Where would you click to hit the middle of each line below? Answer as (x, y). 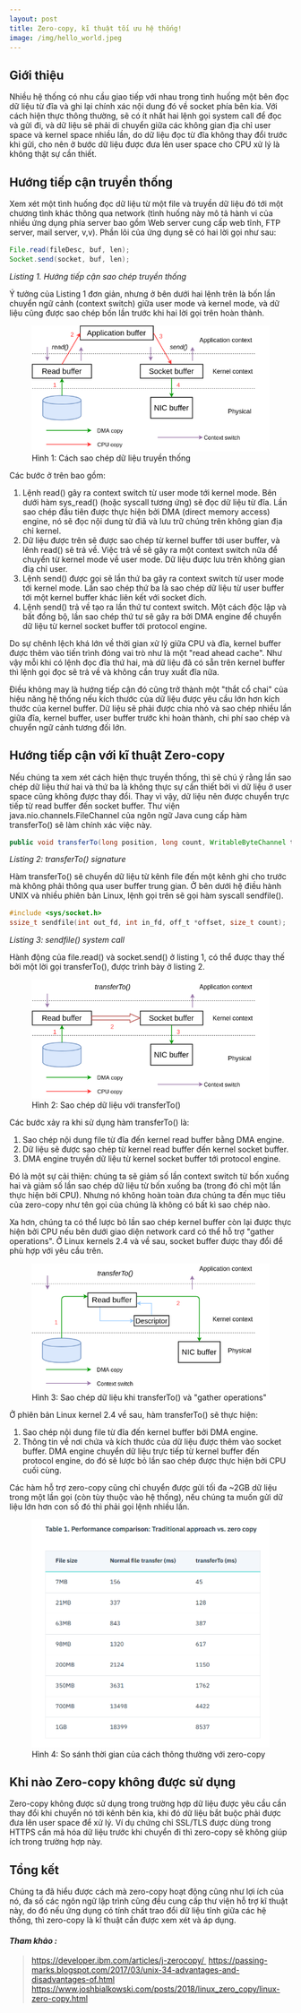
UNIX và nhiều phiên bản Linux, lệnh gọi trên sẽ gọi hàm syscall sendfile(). (146, 895)
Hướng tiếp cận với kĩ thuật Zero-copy (117, 756)
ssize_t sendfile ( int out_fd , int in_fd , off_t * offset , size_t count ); (148, 923)
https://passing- (238, 1961)
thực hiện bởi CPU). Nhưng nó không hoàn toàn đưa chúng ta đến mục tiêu (148, 1195)
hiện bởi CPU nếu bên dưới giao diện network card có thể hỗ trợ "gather (142, 1231)
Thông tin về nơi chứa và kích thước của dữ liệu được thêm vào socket (152, 1442)
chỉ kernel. (42, 531)
